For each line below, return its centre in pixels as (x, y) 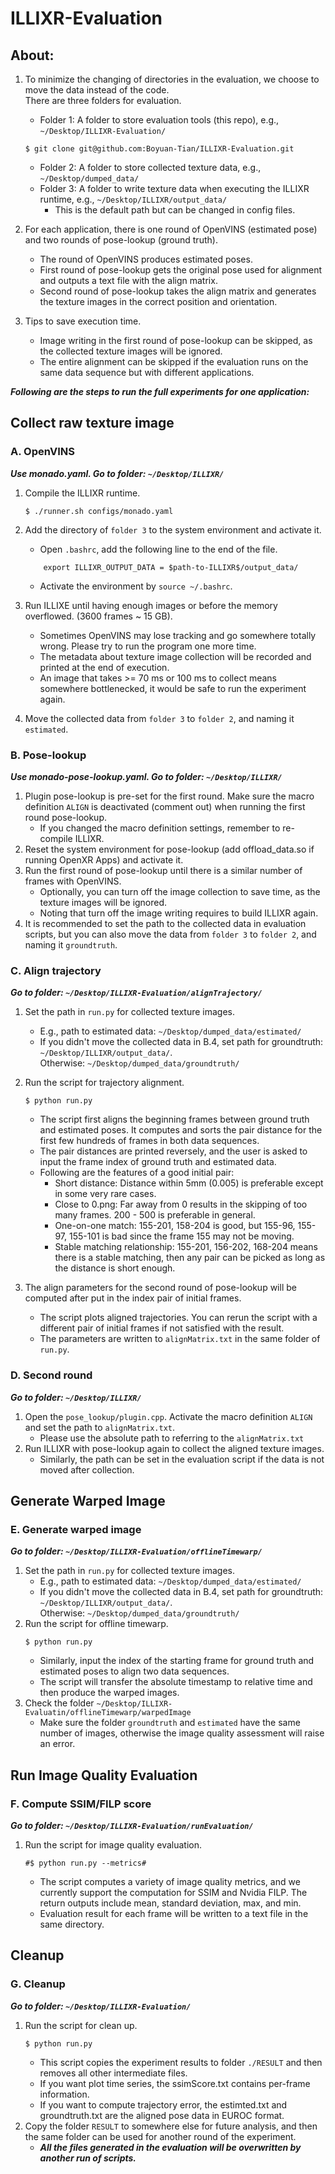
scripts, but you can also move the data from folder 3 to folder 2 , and (170, 934)
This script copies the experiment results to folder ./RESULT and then (181, 2062)
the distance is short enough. (115, 1268)
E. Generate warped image (76, 1529)
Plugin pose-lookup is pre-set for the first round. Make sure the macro (169, 796)
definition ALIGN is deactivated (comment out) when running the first (165, 806)
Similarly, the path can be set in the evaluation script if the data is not (182, 1459)
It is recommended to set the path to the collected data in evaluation (165, 923)
